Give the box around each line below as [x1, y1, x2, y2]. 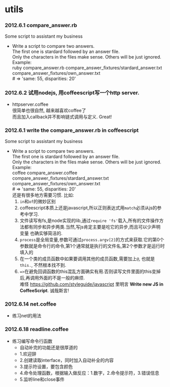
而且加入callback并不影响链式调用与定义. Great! [12, 114, 112, 120]
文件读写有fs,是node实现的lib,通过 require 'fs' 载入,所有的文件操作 [19, 217, 159, 224]
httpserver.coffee [12, 101, 49, 107]
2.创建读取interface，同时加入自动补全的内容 [19, 357, 114, 363]
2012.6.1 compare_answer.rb [5, 22, 77, 29]
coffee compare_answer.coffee [12, 170, 78, 176]
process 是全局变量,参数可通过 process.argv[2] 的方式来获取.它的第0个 [19, 237, 164, 243]
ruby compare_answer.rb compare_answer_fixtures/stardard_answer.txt [12, 65, 162, 71]
